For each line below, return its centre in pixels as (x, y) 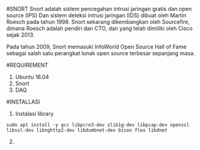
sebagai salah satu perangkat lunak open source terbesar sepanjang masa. (101, 53)
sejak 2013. (20, 35)
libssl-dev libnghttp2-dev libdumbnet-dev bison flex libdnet (87, 130)
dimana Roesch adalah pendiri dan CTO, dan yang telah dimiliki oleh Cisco (100, 28)
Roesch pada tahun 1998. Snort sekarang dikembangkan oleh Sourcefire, (98, 22)
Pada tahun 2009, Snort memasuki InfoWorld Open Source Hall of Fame (97, 47)
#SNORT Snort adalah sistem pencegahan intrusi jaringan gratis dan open (99, 9)
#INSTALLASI (23, 102)
